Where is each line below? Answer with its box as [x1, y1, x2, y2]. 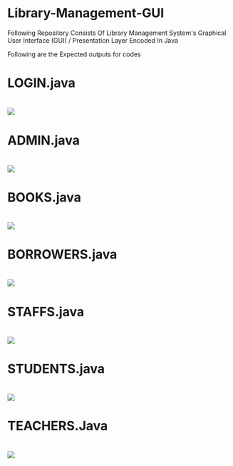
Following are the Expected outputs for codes [7, 50, 141, 58]
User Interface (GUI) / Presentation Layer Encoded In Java [7, 36, 179, 44]
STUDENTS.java [7, 361, 105, 377]
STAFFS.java [7, 304, 84, 320]
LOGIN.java [7, 75, 76, 91]
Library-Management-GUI [7, 5, 165, 21]
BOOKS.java [7, 189, 82, 205]
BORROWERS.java [7, 247, 118, 263]
